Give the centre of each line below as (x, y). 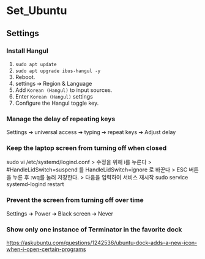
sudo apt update (36, 64)
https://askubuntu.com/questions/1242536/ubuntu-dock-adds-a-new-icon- (102, 243)
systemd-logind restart (35, 184)
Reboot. (25, 77)
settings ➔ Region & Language (54, 83)
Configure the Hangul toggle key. (57, 103)
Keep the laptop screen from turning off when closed (87, 148)
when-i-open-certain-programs (46, 249)
